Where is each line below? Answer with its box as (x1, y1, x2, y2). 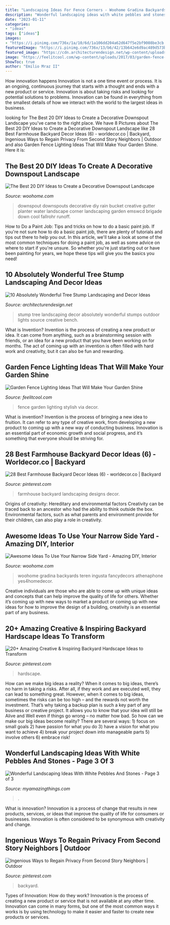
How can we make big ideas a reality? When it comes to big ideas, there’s (5, 681, 158, 686)
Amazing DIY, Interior (5, 540, 74, 548)
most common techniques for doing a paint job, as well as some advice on (5, 239, 160, 245)
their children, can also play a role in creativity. (5, 517, 103, 523)
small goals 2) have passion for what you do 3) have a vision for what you (5, 724, 159, 729)
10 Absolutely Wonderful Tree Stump (5, 270, 124, 279)
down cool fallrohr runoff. (17, 214, 71, 220)
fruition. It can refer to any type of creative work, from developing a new (5, 419, 156, 425)
